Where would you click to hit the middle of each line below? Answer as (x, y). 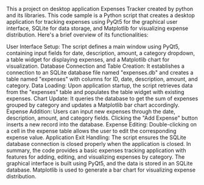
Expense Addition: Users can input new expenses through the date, (91, 111)
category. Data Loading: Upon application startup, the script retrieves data (100, 85)
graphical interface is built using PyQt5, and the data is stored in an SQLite (100, 163)
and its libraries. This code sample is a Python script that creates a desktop (100, 15)
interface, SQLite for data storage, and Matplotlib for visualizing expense (97, 28)
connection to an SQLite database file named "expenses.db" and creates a (100, 72)
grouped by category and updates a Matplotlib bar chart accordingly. (93, 105)
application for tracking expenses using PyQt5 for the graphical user (92, 22)
